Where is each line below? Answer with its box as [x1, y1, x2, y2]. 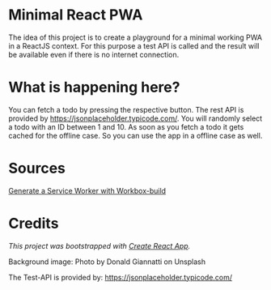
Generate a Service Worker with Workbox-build [8, 186, 167, 195]
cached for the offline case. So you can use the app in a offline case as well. [8, 130, 263, 140]
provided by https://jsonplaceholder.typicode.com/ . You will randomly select [8, 113, 263, 123]
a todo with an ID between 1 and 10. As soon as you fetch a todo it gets [8, 122, 244, 131]
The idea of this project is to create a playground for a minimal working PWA [8, 32, 263, 42]
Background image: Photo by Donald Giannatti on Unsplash [8, 257, 206, 267]
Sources [8, 160, 66, 177]
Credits [8, 215, 59, 232]
